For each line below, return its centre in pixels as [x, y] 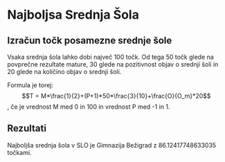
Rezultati [27, 128]
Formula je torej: [30, 85]
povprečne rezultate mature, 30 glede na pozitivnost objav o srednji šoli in [113, 64]
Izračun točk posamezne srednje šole [90, 40]
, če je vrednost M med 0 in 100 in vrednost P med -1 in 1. [89, 107]
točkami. [20, 152]
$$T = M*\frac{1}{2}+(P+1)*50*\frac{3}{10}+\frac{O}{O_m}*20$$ [116, 96]
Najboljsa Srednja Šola [73, 15]
